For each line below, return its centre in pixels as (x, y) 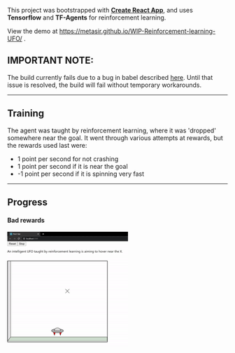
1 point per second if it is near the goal (72, 166)
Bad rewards (26, 220)
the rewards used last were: (47, 145)
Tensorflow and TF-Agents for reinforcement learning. (87, 18)
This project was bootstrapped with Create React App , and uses (100, 10)
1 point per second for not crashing (68, 159)
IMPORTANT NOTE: (51, 61)
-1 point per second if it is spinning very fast (81, 174)
